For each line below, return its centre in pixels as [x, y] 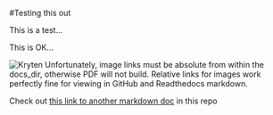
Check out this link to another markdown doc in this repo [113, 101]
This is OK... [31, 47]
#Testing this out [40, 13]
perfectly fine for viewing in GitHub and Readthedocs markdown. [128, 83]
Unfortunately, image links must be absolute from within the [154, 65]
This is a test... [36, 30]
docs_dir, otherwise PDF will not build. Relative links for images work [135, 74]
